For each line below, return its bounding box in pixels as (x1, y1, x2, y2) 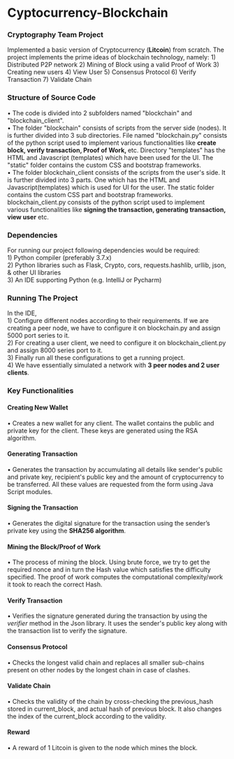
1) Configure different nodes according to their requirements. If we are (7, 317, 210, 325)
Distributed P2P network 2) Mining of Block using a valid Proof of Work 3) (7, 61, 220, 69)
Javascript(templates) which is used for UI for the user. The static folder (7, 183, 214, 191)
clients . (7, 368, 29, 377)
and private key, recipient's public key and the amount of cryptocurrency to (7, 472, 225, 481)
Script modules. (7, 487, 53, 496)
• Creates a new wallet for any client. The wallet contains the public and (7, 419, 214, 427)
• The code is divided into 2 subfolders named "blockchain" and (7, 108, 192, 117)
